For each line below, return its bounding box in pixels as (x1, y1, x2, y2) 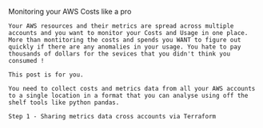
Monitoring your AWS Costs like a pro (8, 7, 132, 16)
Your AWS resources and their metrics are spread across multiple (8, 22, 234, 30)
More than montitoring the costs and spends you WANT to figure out (8, 36, 241, 44)
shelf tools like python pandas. (8, 99, 120, 107)
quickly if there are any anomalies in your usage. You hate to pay (8, 43, 241, 51)
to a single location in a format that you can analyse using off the (8, 91, 249, 99)
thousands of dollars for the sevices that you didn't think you (8, 50, 230, 58)
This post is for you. (8, 71, 84, 79)
